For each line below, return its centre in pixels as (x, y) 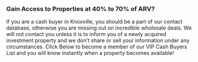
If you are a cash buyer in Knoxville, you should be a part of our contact (95, 22)
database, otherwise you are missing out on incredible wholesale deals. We (99, 28)
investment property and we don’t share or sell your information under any (98, 41)
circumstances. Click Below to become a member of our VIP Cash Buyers (97, 47)
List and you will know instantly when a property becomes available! (90, 53)
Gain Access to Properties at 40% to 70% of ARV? (81, 9)
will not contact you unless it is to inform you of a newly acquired (86, 34)
